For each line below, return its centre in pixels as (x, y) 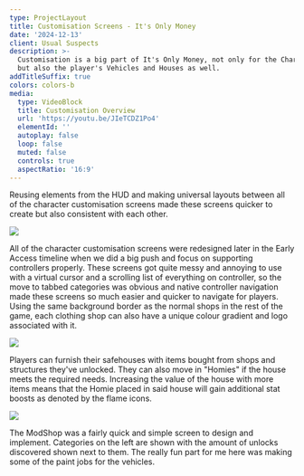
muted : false (42, 152)
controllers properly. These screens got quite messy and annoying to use (146, 268)
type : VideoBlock (50, 102)
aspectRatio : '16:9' (56, 169)
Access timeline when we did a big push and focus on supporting (131, 258)
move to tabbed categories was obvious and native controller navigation (144, 287)
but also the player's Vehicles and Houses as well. (119, 69)
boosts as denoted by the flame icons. (81, 398)
